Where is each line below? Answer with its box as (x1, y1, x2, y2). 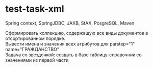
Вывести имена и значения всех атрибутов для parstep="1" (5, 40, 135, 47)
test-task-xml (5, 3, 65, 15)
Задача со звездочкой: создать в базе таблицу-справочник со (5, 52, 142, 58)
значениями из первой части (5, 57, 69, 63)
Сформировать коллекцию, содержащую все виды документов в (5, 30, 148, 36)
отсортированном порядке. (5, 35, 66, 41)
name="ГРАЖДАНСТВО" (5, 46, 60, 52)
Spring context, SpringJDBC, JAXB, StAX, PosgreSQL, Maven (5, 20, 135, 26)
